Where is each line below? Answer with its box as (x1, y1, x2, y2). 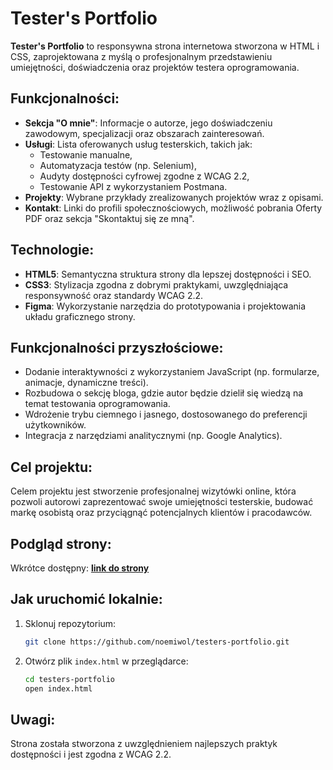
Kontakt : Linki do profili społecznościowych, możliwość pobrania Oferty (24, 202, 323, 214)
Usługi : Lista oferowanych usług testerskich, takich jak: (24, 138, 253, 150)
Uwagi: (10, 711, 56, 728)
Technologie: (10, 242, 95, 259)
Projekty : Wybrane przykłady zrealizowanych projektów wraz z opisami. (24, 191, 324, 203)
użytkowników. (24, 419, 87, 431)
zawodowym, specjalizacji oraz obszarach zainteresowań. (24, 127, 265, 139)
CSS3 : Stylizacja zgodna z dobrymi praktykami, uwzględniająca (24, 278, 289, 291)
